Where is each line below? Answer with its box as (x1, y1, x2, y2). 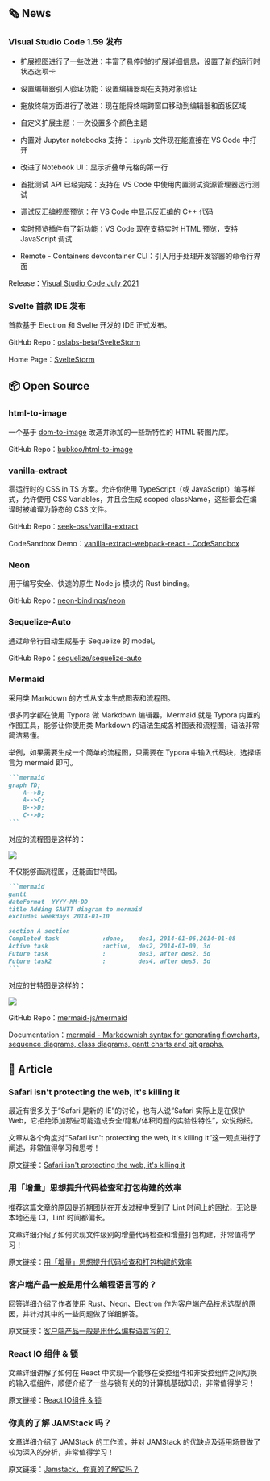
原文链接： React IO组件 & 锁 (8, 1395, 102, 1405)
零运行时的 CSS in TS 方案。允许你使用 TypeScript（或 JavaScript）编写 (8, 483, 248, 494)
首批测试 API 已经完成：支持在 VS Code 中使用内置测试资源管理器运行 (19, 179, 252, 189)
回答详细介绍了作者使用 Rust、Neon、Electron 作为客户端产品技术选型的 (8, 1299, 249, 1308)
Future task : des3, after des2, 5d (8, 949, 211, 958)
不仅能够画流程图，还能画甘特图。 (8, 866, 122, 876)
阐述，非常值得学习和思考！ (8, 1143, 101, 1153)
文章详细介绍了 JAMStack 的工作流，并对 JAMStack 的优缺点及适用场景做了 (8, 1437, 261, 1447)
